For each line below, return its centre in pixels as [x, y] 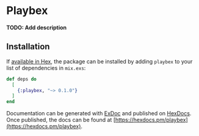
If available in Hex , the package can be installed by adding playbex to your [99, 61]
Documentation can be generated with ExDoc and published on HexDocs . [99, 113]
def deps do [21, 79]
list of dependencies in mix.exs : [46, 68]
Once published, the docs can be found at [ [61, 120]
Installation [28, 47]
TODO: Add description [37, 27]
